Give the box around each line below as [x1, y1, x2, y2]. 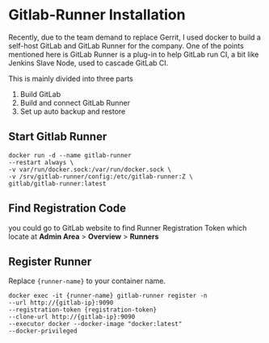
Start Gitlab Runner [8, 130, 107, 144]
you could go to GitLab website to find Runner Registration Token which [8, 223, 247, 232]
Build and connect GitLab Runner [19, 98, 131, 107]
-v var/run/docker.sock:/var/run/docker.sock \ [8, 165, 172, 174]
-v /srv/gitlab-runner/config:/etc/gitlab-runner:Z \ [8, 172, 194, 181]
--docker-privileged [8, 327, 78, 336]
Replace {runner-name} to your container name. [8, 276, 166, 286]
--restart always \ [8, 158, 74, 166]
